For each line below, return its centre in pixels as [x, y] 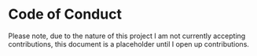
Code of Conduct [65, 14]
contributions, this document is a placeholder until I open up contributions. [129, 44]
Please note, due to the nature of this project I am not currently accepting [127, 36]
